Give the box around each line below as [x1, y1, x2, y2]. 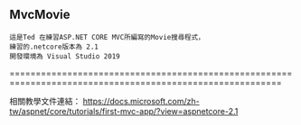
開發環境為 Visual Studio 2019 [9, 51, 120, 61]
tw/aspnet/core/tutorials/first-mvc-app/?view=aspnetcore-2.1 [9, 105, 239, 116]
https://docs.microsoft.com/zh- [82, 95, 201, 106]
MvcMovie [9, 7, 71, 22]
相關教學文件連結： [9, 95, 81, 106]
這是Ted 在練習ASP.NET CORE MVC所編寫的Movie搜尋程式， [9, 32, 205, 41]
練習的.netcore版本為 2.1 [9, 42, 99, 51]
